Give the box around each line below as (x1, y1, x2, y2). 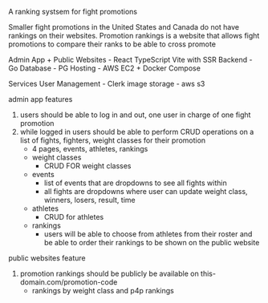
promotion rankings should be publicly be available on (19, 269, 199, 278)
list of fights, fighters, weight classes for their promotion (19, 135, 206, 145)
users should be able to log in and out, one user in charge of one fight (19, 110, 251, 119)
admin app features (8, 95, 73, 103)
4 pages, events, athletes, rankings (31, 144, 148, 153)
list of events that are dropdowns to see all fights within (43, 178, 227, 188)
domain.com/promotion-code (19, 277, 118, 287)
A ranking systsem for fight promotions (8, 7, 138, 16)
